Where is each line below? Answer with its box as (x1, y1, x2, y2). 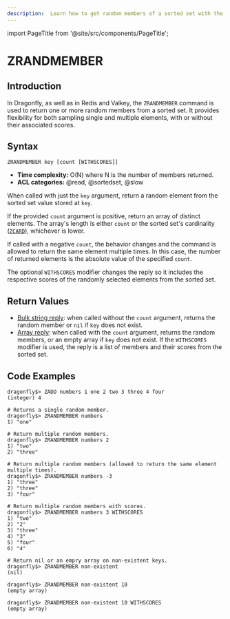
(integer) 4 (7, 395, 41, 401)
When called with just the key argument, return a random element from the (7, 191, 218, 200)
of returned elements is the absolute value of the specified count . (7, 255, 192, 263)
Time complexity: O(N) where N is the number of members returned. (17, 171, 214, 179)
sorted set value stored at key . (7, 199, 93, 207)
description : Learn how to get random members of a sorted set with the (7, 10, 224, 17)
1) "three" (7, 479, 39, 486)
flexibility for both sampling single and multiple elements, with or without (7, 113, 213, 121)
